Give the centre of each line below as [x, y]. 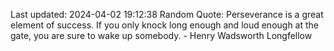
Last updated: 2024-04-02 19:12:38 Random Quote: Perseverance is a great [167, 14]
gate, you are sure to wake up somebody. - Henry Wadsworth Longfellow [161, 35]
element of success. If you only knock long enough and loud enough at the [165, 25]
